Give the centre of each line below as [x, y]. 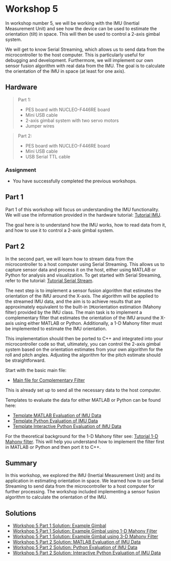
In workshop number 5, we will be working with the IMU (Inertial [72, 23]
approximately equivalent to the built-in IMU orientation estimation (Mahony [83, 307]
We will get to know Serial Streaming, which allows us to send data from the [85, 49]
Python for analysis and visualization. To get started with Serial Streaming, [83, 275]
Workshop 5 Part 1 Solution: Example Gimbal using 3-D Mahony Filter [85, 536]
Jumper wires [40, 126]
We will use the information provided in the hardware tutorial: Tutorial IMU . [83, 215]
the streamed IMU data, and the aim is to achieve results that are [73, 301]
